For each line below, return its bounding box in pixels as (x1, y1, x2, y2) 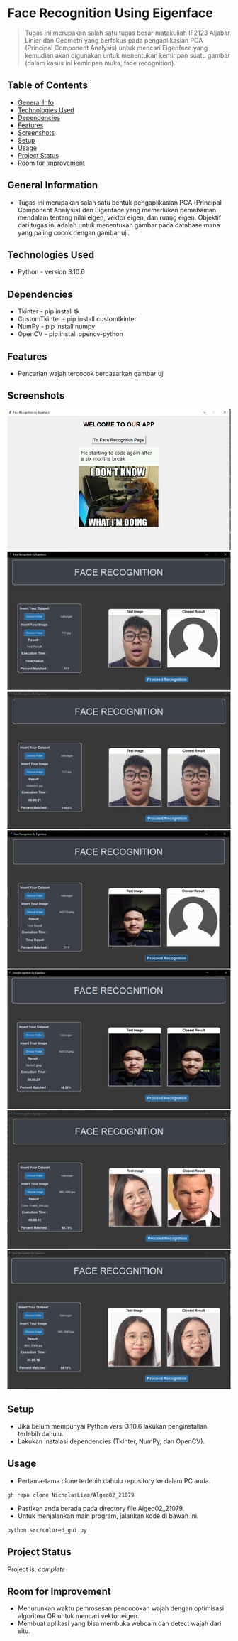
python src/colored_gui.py (7, 1527, 87, 1534)
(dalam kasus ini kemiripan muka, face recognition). (24, 58, 176, 67)
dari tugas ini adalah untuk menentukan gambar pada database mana (17, 220, 220, 229)
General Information (7, 179, 98, 191)
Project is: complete (7, 1565, 66, 1573)
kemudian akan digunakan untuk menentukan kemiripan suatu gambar (24, 51, 230, 60)
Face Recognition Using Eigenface (7, 5, 214, 21)
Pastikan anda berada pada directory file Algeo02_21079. (17, 1504, 185, 1512)
